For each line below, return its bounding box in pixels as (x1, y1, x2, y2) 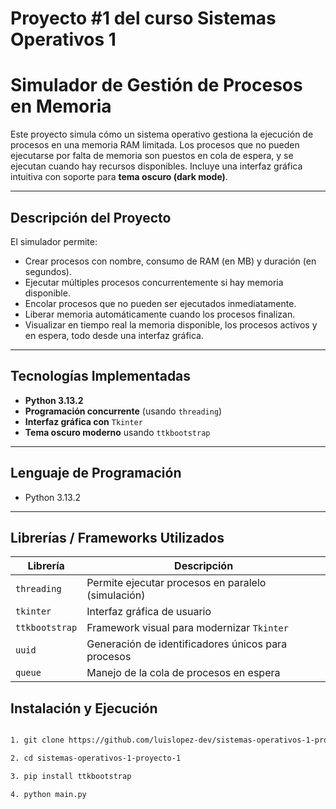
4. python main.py (10, 789, 87, 799)
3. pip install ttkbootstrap (10, 771, 132, 781)
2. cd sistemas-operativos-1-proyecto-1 (10, 753, 182, 764)
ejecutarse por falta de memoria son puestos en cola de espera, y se (10, 150, 294, 162)
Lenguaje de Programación (10, 465, 182, 482)
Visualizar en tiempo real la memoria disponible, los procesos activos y (24, 318, 318, 331)
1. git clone (10, 735, 65, 746)
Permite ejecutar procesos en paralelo (86, 576, 267, 590)
